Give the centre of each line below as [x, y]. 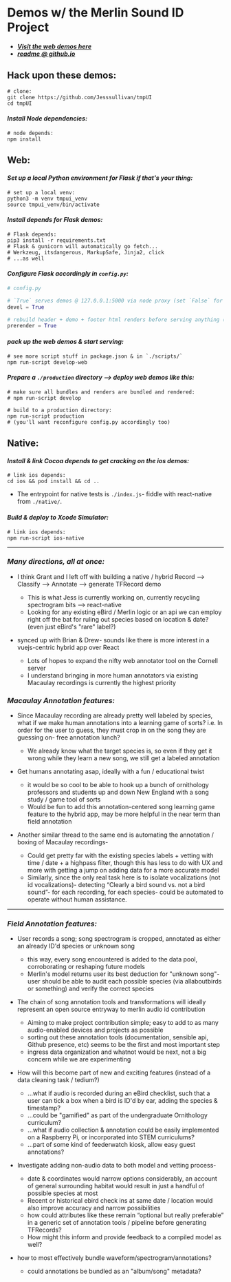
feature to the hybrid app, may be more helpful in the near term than [124, 814]
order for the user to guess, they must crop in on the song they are [111, 730]
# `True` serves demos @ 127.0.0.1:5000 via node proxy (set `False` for [115, 301]
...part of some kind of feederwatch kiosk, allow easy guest [111, 1145]
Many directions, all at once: [56, 562]
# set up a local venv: [41, 192]
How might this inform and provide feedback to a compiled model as [124, 1237]
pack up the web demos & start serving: [65, 341]
